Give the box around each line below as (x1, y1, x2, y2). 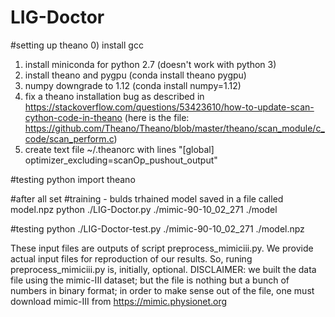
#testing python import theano (10, 173, 136, 185)
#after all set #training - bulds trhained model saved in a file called (10, 192, 284, 205)
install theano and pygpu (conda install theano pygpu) (24, 69, 247, 81)
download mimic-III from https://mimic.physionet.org (10, 295, 228, 307)
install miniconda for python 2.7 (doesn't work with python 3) (24, 58, 277, 70)
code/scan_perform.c (24, 132, 115, 145)
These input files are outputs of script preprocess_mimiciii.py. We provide (10, 242, 314, 254)
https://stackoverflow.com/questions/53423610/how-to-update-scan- (24, 101, 315, 113)
